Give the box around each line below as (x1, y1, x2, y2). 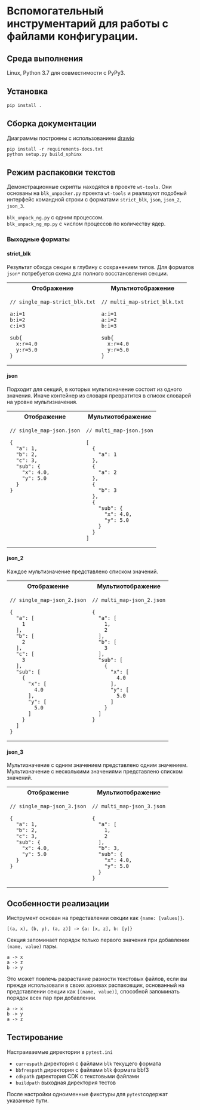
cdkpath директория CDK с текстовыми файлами (15, 1072, 140, 1080)
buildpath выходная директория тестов (15, 1079, 116, 1086)
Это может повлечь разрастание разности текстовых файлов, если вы (7, 975, 187, 982)
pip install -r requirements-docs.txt (7, 146, 103, 152)
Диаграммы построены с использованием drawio (7, 134, 135, 142)
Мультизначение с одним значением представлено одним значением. (7, 762, 188, 769)
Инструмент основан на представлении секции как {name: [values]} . (7, 914, 184, 921)
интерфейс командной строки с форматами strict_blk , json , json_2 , (7, 196, 181, 203)
